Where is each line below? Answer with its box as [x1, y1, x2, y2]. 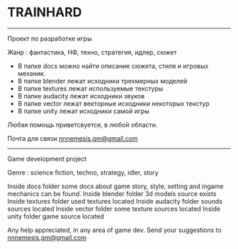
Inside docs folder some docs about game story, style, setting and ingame [7, 182, 224, 190]
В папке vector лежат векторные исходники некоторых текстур [17, 99, 210, 108]
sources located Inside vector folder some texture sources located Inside [7, 204, 221, 213]
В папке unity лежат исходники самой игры [17, 107, 150, 115]
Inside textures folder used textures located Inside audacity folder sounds [7, 197, 223, 205]
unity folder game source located [7, 212, 105, 220]
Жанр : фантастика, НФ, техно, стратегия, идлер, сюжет [7, 47, 177, 57]
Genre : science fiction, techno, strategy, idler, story [7, 168, 159, 177]
